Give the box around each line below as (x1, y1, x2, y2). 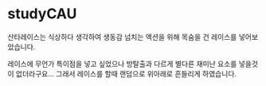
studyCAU (7, 5, 77, 23)
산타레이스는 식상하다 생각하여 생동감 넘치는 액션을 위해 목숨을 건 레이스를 (7, 32, 237, 41)
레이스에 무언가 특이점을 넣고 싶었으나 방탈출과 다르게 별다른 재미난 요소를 (7, 59, 237, 68)
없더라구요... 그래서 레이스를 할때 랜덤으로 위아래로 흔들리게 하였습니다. (15, 68, 237, 78)
